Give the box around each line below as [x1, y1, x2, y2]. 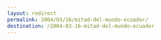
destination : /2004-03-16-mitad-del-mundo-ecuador [7, 22, 155, 29]
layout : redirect [7, 9, 57, 17]
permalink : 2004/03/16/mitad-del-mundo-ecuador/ [7, 16, 149, 23]
